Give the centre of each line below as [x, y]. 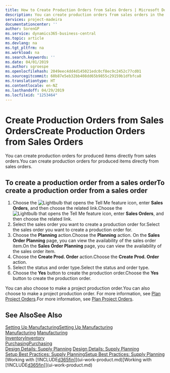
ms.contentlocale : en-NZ [31, 85]
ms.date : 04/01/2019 [27, 62]
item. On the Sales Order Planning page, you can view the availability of [87, 246]
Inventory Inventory [25, 338]
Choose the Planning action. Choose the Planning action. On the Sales [86, 235]
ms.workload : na [22, 52]
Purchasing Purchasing [29, 343]
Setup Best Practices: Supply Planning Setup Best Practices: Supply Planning [85, 354]
